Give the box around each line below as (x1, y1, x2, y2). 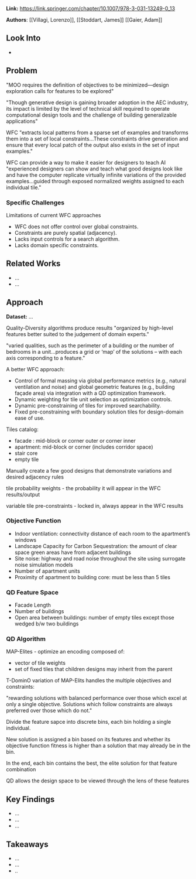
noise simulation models (14, 561, 73, 568)
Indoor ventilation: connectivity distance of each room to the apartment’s (14, 530, 190, 537)
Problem (6, 66, 38, 76)
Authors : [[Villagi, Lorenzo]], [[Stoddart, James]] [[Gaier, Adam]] (6, 16, 163, 23)
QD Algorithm (6, 635, 46, 643)
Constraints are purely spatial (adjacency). (14, 229, 117, 236)
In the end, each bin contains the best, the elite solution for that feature (6, 760, 177, 767)
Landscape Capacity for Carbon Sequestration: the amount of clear (14, 542, 177, 549)
